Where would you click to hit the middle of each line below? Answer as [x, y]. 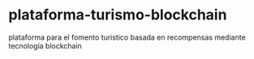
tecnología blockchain [45, 45]
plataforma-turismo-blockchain [118, 15]
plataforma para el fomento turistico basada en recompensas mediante [127, 37]
